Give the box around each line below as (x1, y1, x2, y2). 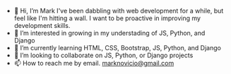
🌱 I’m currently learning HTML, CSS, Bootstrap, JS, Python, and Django (13, 44, 221, 52)
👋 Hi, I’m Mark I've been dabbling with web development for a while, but (13, 7, 224, 15)
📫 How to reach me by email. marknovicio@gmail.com (13, 59, 174, 67)
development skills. (13, 22, 71, 29)
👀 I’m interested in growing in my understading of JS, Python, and (13, 29, 206, 37)
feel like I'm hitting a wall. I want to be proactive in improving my (13, 14, 201, 22)
